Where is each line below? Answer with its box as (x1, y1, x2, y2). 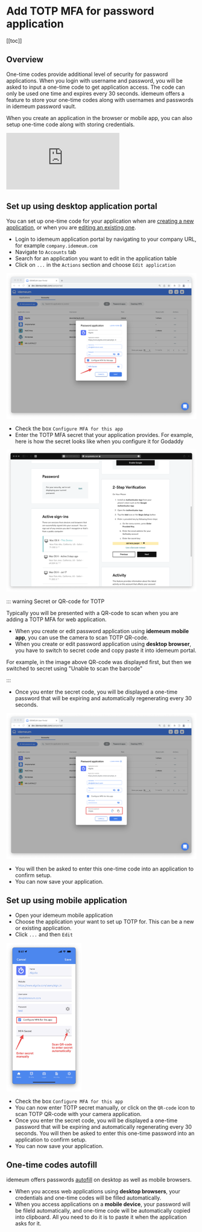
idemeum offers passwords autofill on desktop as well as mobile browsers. (6, 1176, 192, 1183)
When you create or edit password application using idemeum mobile (14, 628, 189, 635)
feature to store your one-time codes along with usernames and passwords (6, 96, 194, 103)
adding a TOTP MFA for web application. (6, 616, 107, 623)
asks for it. (14, 1219, 42, 1227)
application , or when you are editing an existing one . (6, 223, 137, 231)
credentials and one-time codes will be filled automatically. (14, 1194, 162, 1201)
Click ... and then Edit (14, 931, 74, 938)
